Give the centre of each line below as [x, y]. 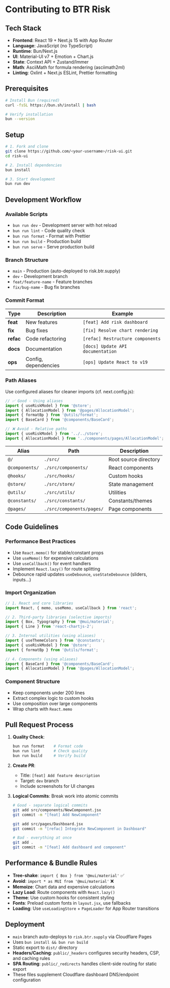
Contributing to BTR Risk [58, 9]
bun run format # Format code [48, 746]
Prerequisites [27, 89]
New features [42, 322]
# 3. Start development [30, 179]
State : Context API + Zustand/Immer [51, 62]
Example [123, 314]
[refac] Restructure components [122, 338]
